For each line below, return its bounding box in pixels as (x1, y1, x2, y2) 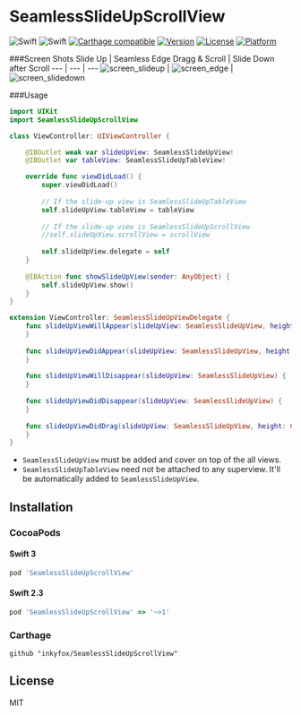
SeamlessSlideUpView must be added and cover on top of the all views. (21, 454, 282, 465)
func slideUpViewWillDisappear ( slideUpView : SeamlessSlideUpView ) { (25, 372, 287, 381)
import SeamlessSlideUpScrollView (9, 115, 139, 125)
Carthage (9, 629, 52, 642)
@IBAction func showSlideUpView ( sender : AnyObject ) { (25, 271, 230, 281)
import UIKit (9, 107, 58, 116)
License (9, 674, 55, 689)
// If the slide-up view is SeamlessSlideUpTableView (41, 197, 246, 206)
